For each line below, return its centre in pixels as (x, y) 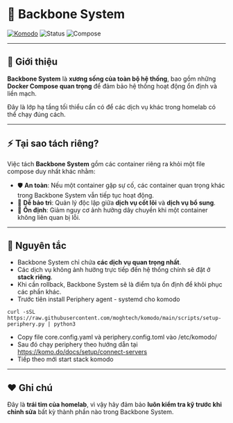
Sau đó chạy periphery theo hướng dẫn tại (77, 344)
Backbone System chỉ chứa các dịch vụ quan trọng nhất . (99, 262)
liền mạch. (22, 93)
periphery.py (26, 324)
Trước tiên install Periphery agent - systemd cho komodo (98, 299)
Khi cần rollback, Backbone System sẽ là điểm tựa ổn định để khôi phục (120, 285)
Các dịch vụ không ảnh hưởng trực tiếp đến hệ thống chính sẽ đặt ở (114, 270)
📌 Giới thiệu (32, 62)
